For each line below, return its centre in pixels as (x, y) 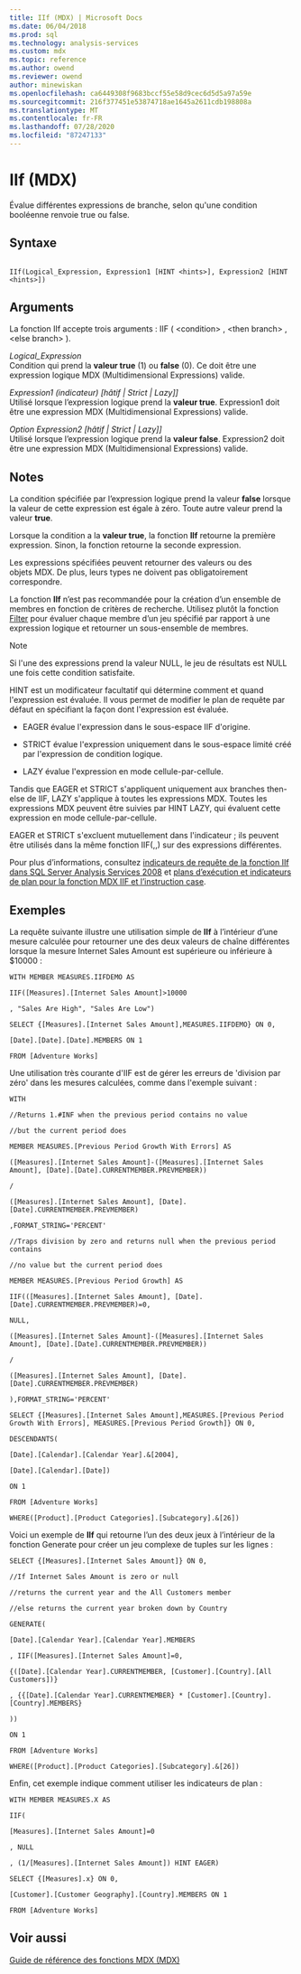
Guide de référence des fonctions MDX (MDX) (95, 1960)
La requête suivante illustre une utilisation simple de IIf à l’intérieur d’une (144, 932)
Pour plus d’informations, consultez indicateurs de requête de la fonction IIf (150, 863)
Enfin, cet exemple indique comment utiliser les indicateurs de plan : (136, 1783)
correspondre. (36, 582)
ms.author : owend (42, 69)
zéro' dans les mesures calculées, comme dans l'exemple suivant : (133, 1083)
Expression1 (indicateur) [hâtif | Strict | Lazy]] (94, 393)
